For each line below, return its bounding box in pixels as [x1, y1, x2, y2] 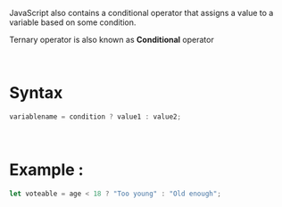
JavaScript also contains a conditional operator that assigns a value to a [9, 8, 274, 18]
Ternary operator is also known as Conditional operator [9, 35, 214, 45]
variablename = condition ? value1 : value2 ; [9, 112, 181, 121]
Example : [9, 160, 84, 179]
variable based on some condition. [9, 17, 137, 28]
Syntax [9, 83, 63, 103]
